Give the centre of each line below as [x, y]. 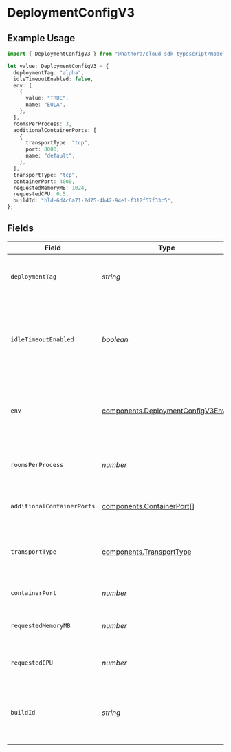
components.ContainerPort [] [148, 506]
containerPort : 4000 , [44, 181]
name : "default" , [50, 156]
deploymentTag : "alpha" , [49, 73]
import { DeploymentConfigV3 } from [59, 54]
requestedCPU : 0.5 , [41, 194]
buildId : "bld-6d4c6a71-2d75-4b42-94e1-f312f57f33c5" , [93, 201]
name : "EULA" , [46, 105]
